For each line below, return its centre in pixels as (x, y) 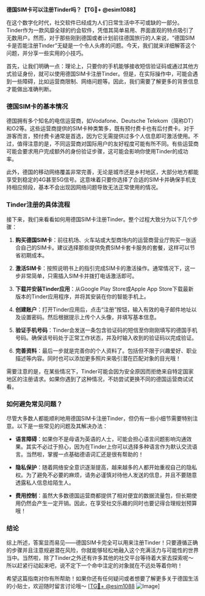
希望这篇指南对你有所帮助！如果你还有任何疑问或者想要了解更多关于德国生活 (103, 579)
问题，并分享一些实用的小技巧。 (46, 53)
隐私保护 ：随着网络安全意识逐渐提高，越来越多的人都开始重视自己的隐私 (106, 467)
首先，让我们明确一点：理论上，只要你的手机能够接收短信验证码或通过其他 (100, 66)
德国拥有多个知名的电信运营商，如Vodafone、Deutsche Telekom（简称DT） (102, 121)
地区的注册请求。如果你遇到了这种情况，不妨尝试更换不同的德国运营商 (95, 379)
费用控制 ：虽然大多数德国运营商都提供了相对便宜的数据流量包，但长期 (103, 495)
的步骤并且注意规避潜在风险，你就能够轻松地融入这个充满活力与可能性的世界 (103, 550)
